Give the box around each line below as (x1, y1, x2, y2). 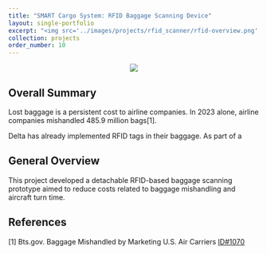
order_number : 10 (8, 42, 66, 50)
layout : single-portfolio (8, 19, 94, 27)
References (8, 216, 67, 229)
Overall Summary (8, 85, 97, 100)
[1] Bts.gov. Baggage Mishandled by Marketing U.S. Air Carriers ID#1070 (8, 236, 245, 246)
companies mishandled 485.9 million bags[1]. (8, 115, 157, 125)
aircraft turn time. (8, 192, 65, 202)
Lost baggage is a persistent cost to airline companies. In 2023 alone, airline (8, 107, 259, 117)
